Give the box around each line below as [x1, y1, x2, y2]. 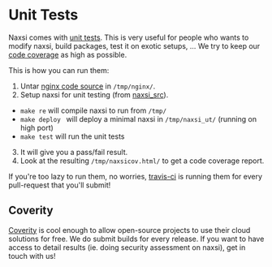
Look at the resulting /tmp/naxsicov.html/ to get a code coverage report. [19, 156, 265, 166]
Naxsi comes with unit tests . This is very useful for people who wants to [8, 32, 249, 42]
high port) [19, 123, 54, 132]
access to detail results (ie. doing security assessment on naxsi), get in [8, 242, 246, 252]
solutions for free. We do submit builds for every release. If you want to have [8, 234, 265, 243]
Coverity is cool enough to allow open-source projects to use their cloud [8, 225, 251, 235]
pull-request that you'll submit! [8, 180, 111, 190]
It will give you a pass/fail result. [19, 147, 128, 157]
